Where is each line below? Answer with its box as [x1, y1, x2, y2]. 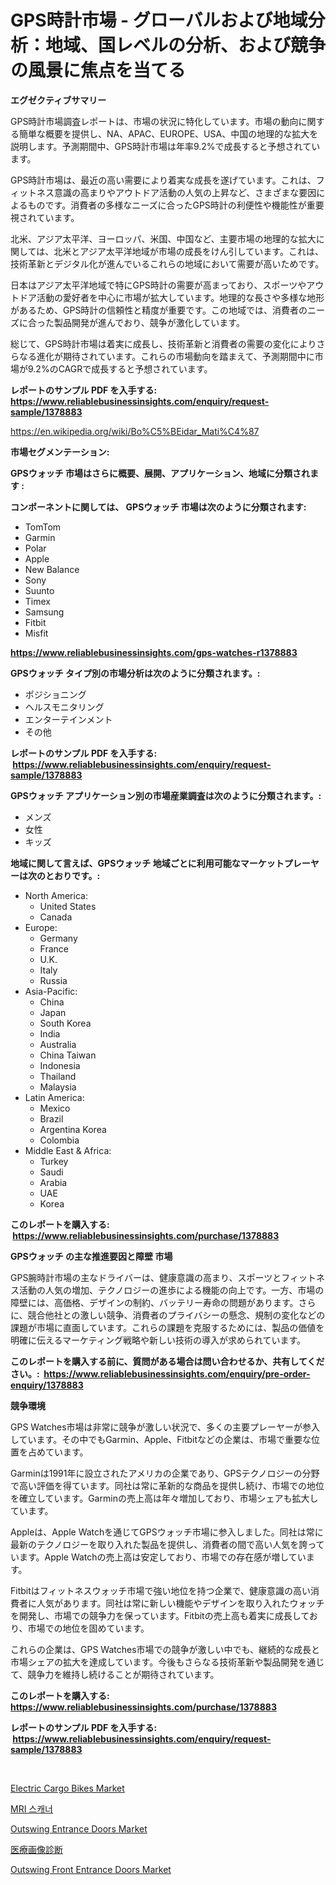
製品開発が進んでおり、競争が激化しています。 [53, 316, 245, 328]
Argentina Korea [39, 1123, 107, 1135]
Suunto [24, 584, 55, 596]
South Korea [39, 1017, 92, 1029]
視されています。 [10, 211, 80, 223]
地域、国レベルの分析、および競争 [45, 34, 327, 57]
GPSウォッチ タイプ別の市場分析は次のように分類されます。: [10, 667, 261, 679]
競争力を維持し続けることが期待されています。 [27, 1668, 220, 1680]
